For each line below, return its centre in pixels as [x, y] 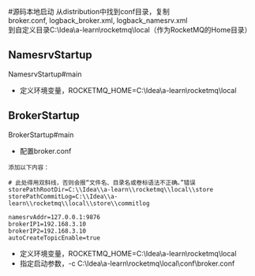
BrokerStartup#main [41, 134]
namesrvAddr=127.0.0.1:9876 [54, 217]
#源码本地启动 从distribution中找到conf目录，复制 [89, 11]
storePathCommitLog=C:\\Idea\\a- [63, 196]
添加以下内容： [29, 167]
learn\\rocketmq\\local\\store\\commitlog [79, 203]
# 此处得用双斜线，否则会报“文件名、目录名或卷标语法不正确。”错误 [102, 183]
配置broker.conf [45, 151]
